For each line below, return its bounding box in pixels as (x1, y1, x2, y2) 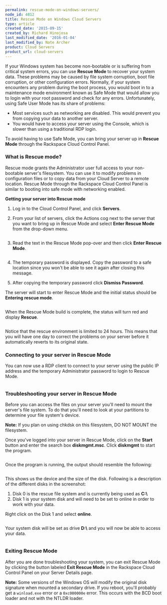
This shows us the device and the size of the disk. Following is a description (5, 476, 161, 482)
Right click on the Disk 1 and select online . (5, 511, 92, 517)
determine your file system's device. (5, 412, 80, 418)
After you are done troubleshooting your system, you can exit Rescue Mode (5, 559, 161, 565)
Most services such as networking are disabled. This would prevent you (12, 110, 161, 116)
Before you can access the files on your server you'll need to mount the (5, 402, 153, 408)
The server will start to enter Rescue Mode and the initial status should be (5, 289, 157, 295)
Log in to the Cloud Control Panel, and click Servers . (12, 205, 121, 211)
